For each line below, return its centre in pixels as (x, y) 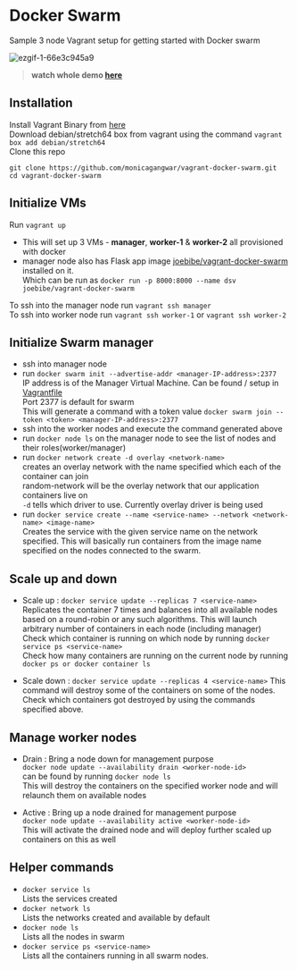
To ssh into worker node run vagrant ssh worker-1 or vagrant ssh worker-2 (148, 315)
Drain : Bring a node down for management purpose (118, 759)
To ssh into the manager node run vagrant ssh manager (111, 305)
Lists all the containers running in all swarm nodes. (115, 955)
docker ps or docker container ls (86, 664)
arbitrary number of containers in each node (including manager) (141, 629)
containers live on (55, 495)
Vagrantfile (42, 392)
